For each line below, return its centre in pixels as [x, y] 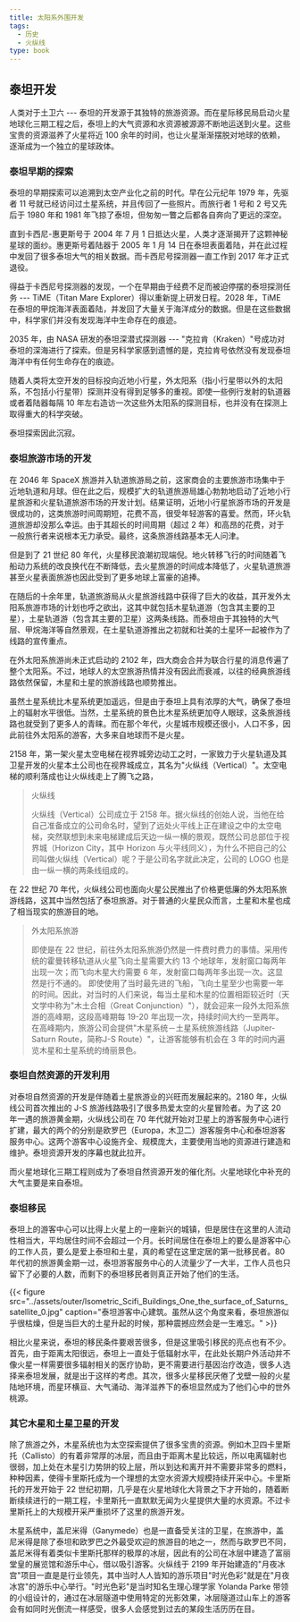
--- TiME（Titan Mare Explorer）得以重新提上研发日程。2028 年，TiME [150, 298]
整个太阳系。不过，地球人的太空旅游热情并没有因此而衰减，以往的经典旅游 [146, 671]
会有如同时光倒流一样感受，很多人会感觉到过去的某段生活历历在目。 [134, 1609]
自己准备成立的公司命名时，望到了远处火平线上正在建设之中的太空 [152, 825]
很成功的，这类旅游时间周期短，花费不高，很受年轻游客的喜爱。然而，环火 [146, 513]
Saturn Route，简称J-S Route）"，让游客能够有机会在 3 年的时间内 [154, 1039]
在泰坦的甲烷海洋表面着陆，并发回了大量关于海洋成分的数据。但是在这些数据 [150, 309]
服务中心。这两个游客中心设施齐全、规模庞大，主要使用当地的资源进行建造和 [150, 1141]
